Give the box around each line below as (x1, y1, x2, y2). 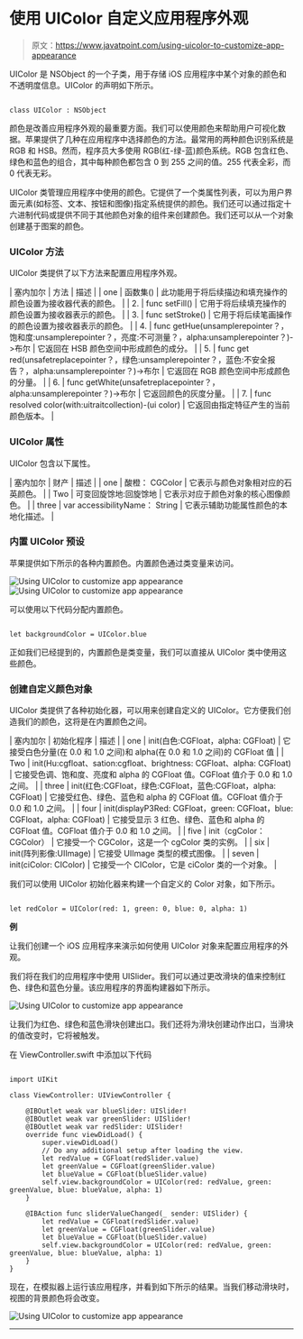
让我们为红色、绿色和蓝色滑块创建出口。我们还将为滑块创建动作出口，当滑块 (9, 1019, 294, 1030)
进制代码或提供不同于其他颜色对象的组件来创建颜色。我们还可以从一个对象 (16, 209, 294, 220)
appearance (31, 50, 77, 60)
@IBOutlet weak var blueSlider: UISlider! (25, 1106, 188, 1116)
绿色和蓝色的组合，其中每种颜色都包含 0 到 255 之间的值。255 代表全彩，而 (9, 156, 291, 167)
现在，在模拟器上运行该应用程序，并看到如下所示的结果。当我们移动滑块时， (9, 1281, 294, 1292)
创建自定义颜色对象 (9, 683, 93, 695)
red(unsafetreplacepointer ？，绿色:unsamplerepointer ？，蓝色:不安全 (9, 354, 268, 365)
